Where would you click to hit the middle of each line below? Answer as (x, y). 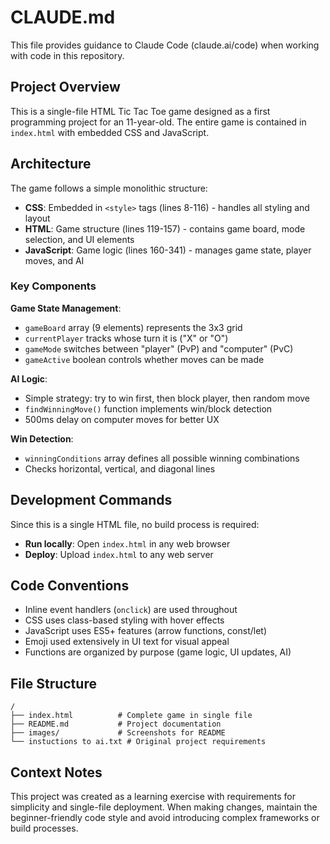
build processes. (44, 828)
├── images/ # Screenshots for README (118, 733)
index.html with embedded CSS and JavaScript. (110, 132)
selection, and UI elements (79, 239)
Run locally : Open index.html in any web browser (127, 543)
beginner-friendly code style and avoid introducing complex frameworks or (165, 818)
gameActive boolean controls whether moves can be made (144, 359)
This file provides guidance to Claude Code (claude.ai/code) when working (165, 45)
